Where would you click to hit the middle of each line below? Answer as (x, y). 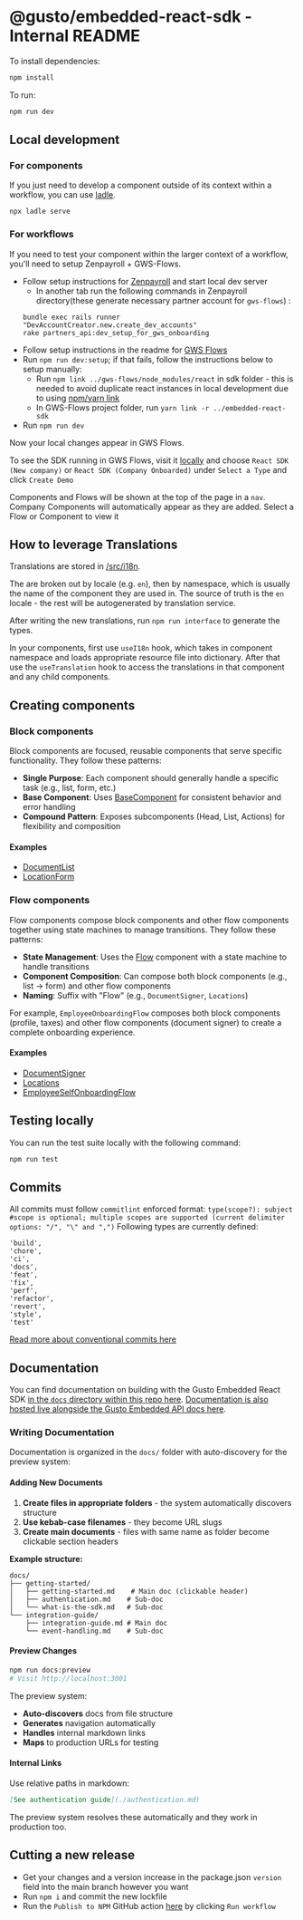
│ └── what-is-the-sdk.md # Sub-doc (87, 1607)
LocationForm (48, 877)
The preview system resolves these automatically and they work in (133, 1817)
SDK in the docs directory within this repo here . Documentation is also (139, 1399)
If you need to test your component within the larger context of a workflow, (149, 254)
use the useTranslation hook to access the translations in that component (147, 667)
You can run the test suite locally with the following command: (125, 1143)
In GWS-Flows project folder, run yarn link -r (123, 407)
